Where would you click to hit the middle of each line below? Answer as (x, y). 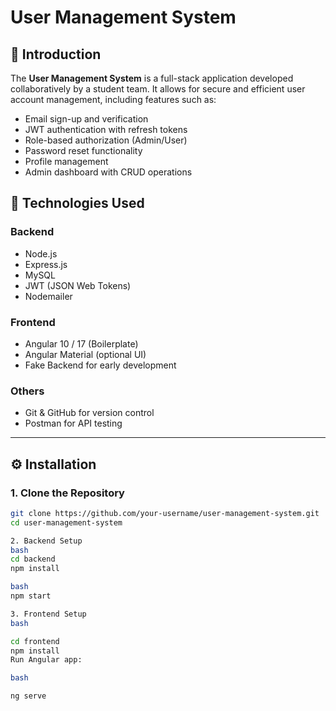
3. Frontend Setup (48, 614)
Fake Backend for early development (100, 365)
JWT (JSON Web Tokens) (78, 285)
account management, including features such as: (113, 99)
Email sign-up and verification (86, 119)
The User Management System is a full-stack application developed (152, 78)
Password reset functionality (83, 150)
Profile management (66, 161)
